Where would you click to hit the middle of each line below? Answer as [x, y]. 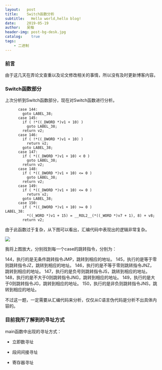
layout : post [20, 9]
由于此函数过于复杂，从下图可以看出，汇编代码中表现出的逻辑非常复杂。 [77, 230]
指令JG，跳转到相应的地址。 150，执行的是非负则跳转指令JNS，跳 [91, 284]
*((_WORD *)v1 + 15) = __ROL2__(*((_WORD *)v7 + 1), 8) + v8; [91, 216]
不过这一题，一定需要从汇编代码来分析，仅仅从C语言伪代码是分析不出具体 [79, 300]
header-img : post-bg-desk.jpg [36, 32]
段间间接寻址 [25, 352]
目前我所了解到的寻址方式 [35, 320]
